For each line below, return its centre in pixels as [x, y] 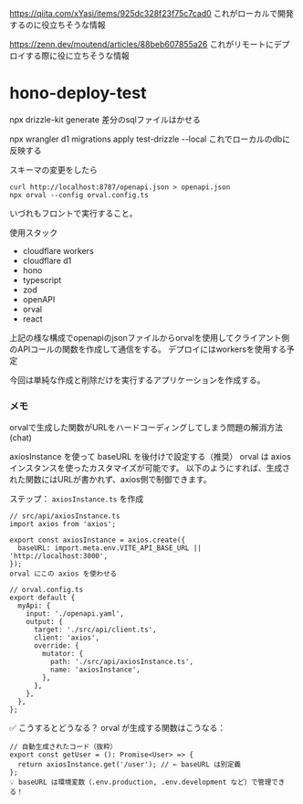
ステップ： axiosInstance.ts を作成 [77, 499]
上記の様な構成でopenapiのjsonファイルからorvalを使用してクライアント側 [150, 337]
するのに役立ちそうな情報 [57, 25]
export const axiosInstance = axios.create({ [97, 540]
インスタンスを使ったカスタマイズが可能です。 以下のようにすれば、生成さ [150, 468]
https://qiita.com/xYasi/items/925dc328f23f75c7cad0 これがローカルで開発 [151, 13]
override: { [56, 646]
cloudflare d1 [47, 260]
